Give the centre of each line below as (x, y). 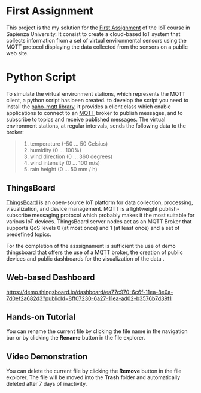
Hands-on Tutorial (41, 317)
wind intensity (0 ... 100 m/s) (65, 162)
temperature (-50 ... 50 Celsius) (69, 143)
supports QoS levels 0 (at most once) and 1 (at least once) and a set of (93, 228)
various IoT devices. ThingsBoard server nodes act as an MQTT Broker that (99, 221)
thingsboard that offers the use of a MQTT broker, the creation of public (95, 252)
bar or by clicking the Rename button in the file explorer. (76, 338)
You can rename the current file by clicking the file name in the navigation (97, 331)
